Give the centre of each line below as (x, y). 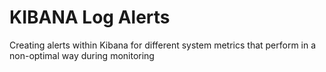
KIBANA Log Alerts (90, 17)
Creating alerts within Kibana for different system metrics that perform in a (163, 45)
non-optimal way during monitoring (82, 55)
